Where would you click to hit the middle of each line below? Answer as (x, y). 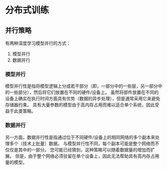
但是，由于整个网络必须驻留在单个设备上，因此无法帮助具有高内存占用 (87, 156)
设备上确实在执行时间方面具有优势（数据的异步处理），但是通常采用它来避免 (83, 98)
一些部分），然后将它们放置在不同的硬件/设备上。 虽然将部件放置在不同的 (84, 92)
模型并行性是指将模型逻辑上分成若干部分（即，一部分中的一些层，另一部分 (82, 86)
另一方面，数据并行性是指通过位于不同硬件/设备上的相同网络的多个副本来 (80, 137)
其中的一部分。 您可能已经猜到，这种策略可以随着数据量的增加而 (84, 149)
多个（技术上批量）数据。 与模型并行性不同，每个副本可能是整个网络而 (82, 143)
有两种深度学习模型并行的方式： (38, 43)
